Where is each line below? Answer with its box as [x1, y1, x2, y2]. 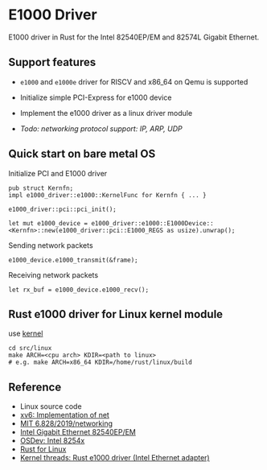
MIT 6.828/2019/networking [19, 418, 113, 428]
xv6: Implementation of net [19, 410, 110, 420]
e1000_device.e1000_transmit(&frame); [8, 256, 138, 264]
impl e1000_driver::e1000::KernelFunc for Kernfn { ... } [8, 191, 207, 199]
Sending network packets [8, 240, 94, 250]
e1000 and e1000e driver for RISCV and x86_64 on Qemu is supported [19, 76, 249, 86]
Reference [8, 380, 62, 394]
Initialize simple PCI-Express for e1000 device [19, 93, 172, 102]
